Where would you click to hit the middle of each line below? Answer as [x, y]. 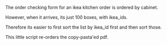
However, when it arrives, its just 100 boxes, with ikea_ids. [67, 17]
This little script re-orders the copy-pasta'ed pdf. [57, 37]
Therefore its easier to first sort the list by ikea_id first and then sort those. [84, 27]
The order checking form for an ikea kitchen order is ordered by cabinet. [82, 7]
